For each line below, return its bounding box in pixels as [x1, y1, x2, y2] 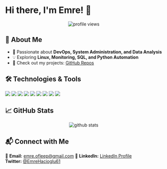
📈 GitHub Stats [5, 106, 54, 114]
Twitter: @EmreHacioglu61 [5, 158, 61, 164]
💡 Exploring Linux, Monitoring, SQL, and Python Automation [12, 54, 139, 60]
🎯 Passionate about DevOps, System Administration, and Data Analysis [12, 48, 162, 54]
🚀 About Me [5, 35, 42, 44]
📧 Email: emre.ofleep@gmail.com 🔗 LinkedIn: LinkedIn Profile [5, 153, 132, 159]
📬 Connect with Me [5, 137, 69, 145]
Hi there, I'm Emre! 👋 [5, 4, 92, 16]
